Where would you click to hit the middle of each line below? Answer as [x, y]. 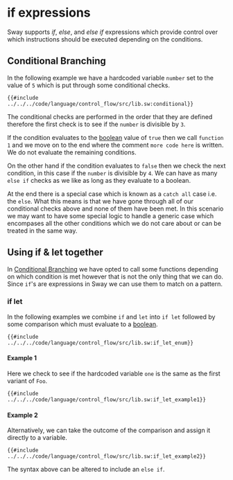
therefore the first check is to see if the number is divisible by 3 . [96, 124]
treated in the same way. [42, 231]
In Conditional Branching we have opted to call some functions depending [113, 269]
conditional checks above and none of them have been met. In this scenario [115, 208]
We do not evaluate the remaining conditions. [72, 152]
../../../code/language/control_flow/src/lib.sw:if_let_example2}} [107, 456]
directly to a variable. [37, 438]
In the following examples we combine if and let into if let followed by [111, 317]
